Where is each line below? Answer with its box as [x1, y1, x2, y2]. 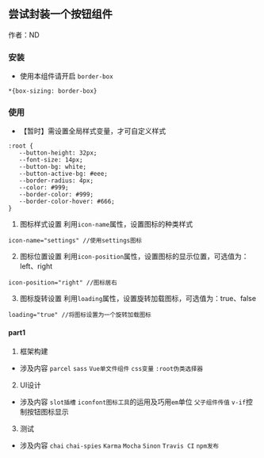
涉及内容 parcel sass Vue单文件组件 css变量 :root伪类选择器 [19, 363, 204, 372]
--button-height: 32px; [18, 149, 98, 157]
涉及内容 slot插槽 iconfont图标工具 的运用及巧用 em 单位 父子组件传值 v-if [19, 397, 247, 406]
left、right [19, 261, 53, 271]
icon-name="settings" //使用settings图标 [8, 237, 143, 245]
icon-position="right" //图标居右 [8, 279, 117, 287]
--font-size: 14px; [18, 156, 83, 164]
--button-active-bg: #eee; [18, 170, 109, 178]
